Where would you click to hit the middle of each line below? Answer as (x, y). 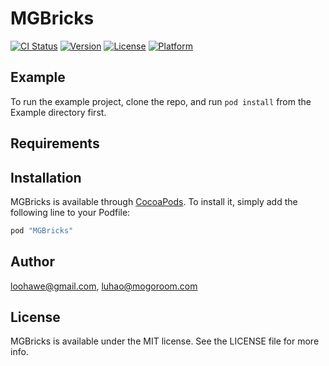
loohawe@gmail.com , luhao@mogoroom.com (104, 286)
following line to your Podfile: (70, 212)
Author (32, 262)
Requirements (55, 143)
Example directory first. (58, 112)
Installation (46, 177)
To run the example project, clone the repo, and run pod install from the (161, 101)
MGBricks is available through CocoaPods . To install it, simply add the (154, 201)
